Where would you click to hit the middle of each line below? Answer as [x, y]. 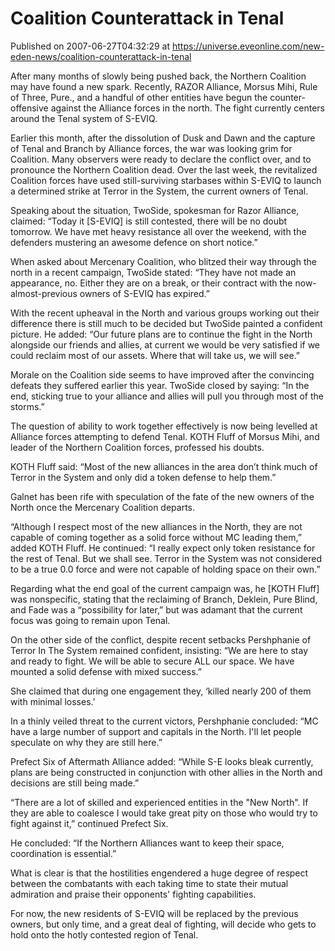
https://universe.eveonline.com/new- [248, 46]
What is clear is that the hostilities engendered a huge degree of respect [159, 873]
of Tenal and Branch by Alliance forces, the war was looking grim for [151, 148]
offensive [29, 108]
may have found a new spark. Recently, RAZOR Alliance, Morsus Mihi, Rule [164, 86]
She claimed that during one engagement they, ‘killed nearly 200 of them [161, 691]
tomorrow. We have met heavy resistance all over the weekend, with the [158, 231]
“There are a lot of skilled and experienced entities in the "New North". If [159, 802]
